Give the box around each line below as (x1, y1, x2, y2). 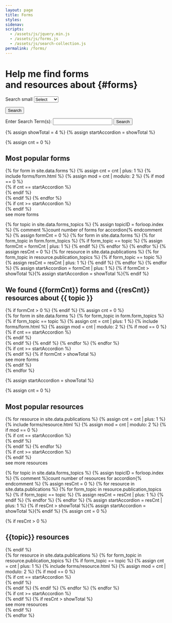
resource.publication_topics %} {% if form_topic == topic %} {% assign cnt (5, 557, 164, 564)
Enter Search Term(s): (5, 118, 52, 124)
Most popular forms (5, 154, 70, 163)
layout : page (5, 7, 33, 13)
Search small (5, 96, 33, 102)
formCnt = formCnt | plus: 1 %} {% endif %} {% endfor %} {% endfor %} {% (5, 243, 166, 250)
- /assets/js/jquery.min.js (10, 31, 70, 37)
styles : (5, 17, 22, 22)
